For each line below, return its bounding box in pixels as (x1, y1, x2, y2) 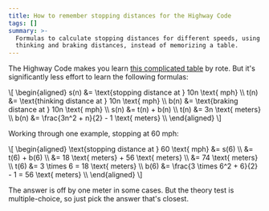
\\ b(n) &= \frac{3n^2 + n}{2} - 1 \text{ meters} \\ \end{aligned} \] (8, 113, 222, 123)
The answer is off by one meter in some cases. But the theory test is (8, 185, 234, 195)
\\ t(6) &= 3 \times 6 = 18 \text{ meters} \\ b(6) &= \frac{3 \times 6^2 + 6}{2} (8, 161, 259, 171)
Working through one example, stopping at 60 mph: (8, 129, 179, 139)
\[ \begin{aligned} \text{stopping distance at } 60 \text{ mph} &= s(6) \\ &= (8, 144, 254, 154)
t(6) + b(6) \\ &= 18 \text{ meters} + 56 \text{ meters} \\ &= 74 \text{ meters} (8, 153, 259, 163)
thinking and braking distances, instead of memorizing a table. (15, 42, 239, 50)
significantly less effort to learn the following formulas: (8, 72, 189, 82)
